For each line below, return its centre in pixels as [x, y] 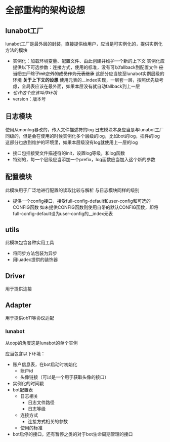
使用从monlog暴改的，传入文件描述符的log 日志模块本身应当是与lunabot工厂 [84, 129]
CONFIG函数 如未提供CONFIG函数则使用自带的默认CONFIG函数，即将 [85, 207]
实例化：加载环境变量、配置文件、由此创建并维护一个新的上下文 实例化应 [89, 61]
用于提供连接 [18, 289]
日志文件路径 [41, 402]
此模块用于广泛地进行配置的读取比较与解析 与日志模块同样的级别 [72, 190]
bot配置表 [23, 390]
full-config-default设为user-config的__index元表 [63, 213]
